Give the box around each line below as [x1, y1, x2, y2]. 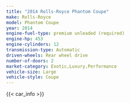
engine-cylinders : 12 [6, 42, 59, 48]
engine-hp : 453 [6, 36, 44, 42]
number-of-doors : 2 [6, 58, 54, 64]
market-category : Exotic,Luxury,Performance [6, 63, 117, 69]
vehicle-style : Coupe [6, 74, 59, 80]
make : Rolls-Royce [6, 14, 51, 20]
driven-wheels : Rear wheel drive [6, 52, 88, 58]
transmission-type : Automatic [6, 47, 81, 53]
